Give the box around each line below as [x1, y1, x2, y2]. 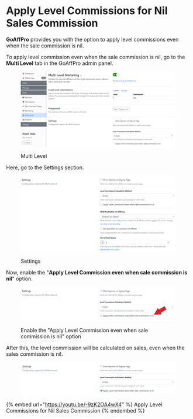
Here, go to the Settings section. [6, 164, 84, 171]
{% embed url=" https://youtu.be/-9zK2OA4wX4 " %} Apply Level [6, 401, 163, 408]
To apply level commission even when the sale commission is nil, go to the [6, 53, 185, 60]
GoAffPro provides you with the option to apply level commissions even [6, 36, 179, 43]
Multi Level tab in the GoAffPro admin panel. [6, 60, 113, 67]
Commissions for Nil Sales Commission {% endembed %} [6, 407, 145, 414]
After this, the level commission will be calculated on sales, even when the [6, 344, 185, 351]
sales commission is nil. [6, 350, 63, 358]
